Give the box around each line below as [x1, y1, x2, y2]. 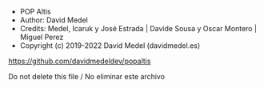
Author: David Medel [19, 15, 88, 25]
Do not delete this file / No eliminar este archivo [8, 72, 166, 81]
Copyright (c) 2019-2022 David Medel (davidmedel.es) [19, 41, 201, 50]
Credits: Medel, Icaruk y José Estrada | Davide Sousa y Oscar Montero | [19, 24, 258, 33]
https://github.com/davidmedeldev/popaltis [8, 56, 151, 66]
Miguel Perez [19, 32, 64, 42]
